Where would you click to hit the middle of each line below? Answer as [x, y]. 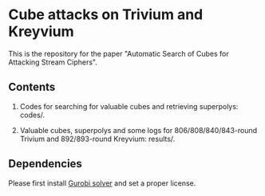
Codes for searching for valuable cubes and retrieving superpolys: [129, 106]
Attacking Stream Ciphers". [53, 62]
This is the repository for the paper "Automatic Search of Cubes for [119, 53]
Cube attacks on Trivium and [106, 15]
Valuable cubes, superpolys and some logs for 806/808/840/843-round [138, 130]
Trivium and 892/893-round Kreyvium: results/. [97, 139]
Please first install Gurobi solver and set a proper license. [102, 183]
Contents [32, 87]
